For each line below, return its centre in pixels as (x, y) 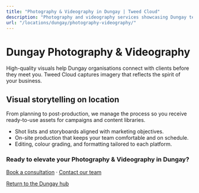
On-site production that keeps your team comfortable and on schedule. (102, 138)
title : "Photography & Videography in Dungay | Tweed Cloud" (83, 12)
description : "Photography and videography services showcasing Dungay (96, 17)
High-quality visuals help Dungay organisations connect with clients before (98, 68)
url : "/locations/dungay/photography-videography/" (71, 22)
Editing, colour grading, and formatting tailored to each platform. (93, 144)
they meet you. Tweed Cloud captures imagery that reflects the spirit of (93, 75)
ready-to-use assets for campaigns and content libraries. (76, 120)
